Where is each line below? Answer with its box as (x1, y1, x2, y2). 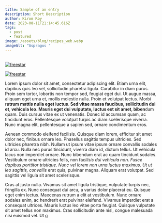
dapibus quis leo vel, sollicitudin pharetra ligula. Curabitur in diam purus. (5, 85, 149, 91)
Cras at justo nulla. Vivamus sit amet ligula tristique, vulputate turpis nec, (5, 181, 150, 187)
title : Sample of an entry (5, 7, 59, 12)
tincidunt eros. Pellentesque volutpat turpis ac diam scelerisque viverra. (5, 116, 148, 122)
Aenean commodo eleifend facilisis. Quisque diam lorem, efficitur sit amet (5, 131, 152, 137)
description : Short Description (5, 12, 70, 16)
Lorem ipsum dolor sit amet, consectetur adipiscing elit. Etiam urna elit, (5, 80, 147, 86)
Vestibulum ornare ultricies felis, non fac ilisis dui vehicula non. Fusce (5, 157, 143, 162)
